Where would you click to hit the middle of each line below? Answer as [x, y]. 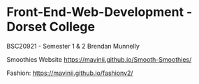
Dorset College [51, 27]
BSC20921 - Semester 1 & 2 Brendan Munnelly [73, 46]
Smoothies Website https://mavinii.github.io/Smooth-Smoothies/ [99, 59]
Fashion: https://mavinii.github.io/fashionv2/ [70, 73]
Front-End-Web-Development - [99, 12]
